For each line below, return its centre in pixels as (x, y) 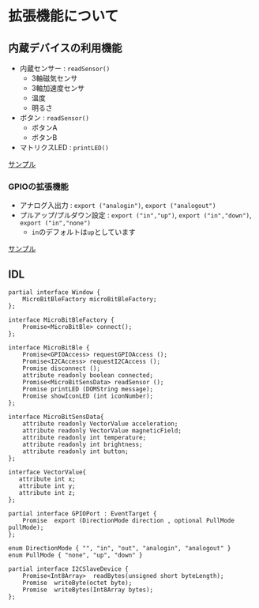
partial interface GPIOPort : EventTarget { (83, 514)
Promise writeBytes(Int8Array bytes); (88, 590)
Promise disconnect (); (62, 368)
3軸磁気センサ (54, 78)
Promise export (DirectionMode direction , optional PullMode (129, 521)
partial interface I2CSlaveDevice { (68, 569)
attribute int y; (47, 486)
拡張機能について (64, 16)
